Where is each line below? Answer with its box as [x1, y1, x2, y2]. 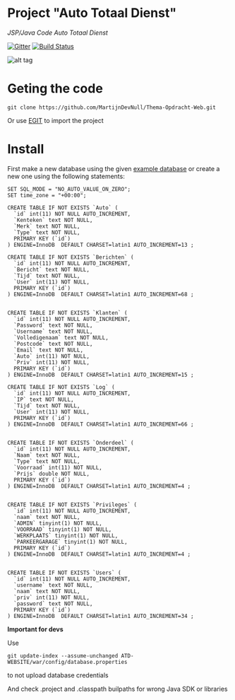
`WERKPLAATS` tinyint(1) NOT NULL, [13, 532, 119, 539]
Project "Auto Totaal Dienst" [7, 5, 177, 21]
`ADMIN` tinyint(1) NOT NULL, [13, 520, 102, 527]
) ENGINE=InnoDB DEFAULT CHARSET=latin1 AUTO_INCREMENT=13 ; [7, 241, 194, 248]
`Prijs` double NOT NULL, [13, 470, 90, 477]
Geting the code [7, 81, 104, 97]
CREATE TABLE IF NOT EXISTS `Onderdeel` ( [7, 439, 134, 446]
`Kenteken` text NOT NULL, [13, 216, 93, 223]
